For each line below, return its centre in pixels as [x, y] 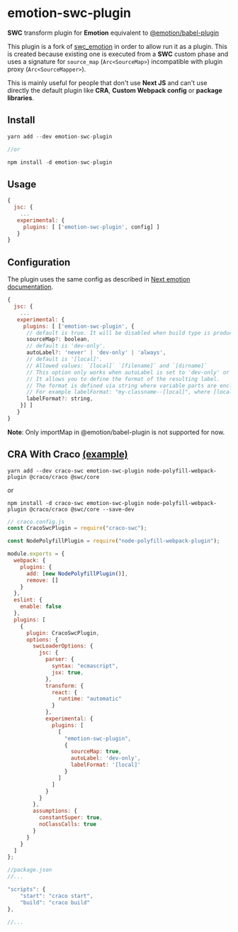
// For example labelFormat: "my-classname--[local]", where [118, 392]
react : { [65, 692]
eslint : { [28, 600]
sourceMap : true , [96, 752]
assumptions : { [55, 811]
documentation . [30, 287]
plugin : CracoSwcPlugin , [63, 633]
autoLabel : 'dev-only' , [106, 758]
